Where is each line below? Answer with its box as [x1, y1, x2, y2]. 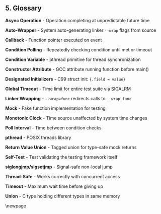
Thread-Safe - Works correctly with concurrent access [5, 173, 120, 179]
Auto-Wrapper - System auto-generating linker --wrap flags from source [5, 27, 156, 33]
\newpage [5, 202, 27, 208]
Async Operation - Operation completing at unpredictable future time [5, 17, 150, 23]
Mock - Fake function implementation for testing [5, 105, 106, 111]
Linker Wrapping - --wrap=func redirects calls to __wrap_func [5, 95, 132, 101]
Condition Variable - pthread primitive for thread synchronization [5, 56, 141, 62]
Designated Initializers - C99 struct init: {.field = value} [5, 76, 126, 82]
